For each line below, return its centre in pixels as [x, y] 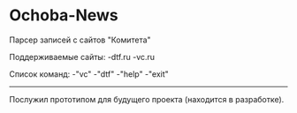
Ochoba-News [64, 15]
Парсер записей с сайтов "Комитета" [80, 40]
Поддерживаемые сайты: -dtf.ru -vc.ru [82, 56]
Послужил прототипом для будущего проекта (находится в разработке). [147, 99]
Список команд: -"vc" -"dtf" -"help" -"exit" [89, 74]
